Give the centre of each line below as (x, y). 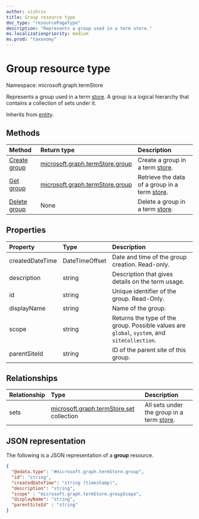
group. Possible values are (149, 325)
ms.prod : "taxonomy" (32, 39)
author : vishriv (26, 12)
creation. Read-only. (141, 264)
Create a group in (162, 160)
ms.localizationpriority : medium (47, 34)
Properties (26, 230)
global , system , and (139, 332)
